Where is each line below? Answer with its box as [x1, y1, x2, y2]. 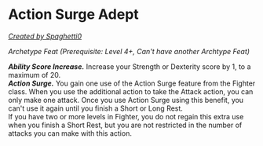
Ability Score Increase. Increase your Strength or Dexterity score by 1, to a [8, 61, 251, 71]
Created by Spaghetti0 [8, 31, 82, 41]
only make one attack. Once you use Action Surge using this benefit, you [8, 95, 244, 104]
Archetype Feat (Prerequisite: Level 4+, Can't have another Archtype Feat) [8, 46, 250, 56]
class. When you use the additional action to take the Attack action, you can [8, 86, 254, 96]
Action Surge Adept [8, 5, 139, 24]
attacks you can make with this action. [8, 128, 132, 138]
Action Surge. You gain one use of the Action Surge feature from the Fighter [8, 78, 256, 88]
